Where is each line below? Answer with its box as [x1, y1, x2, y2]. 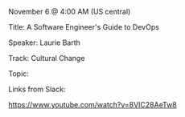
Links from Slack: [8, 84, 66, 94]
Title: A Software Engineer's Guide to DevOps [8, 22, 159, 31]
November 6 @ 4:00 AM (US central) [8, 7, 131, 16]
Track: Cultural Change [8, 54, 85, 63]
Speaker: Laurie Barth [8, 38, 80, 47]
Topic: [8, 69, 30, 79]
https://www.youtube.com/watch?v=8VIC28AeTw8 [8, 100, 177, 109]
